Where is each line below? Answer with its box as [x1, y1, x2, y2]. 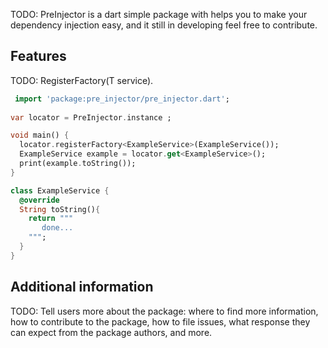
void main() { [10, 130, 70, 141]
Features [10, 48, 67, 65]
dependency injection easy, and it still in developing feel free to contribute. [10, 19, 318, 31]
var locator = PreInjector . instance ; [10, 112, 172, 123]
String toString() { [19, 204, 101, 214]
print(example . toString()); [19, 159, 137, 169]
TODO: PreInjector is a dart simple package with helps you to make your [10, 9, 308, 20]
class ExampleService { [10, 185, 110, 196]
